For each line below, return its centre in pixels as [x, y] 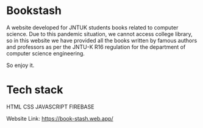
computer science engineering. [46, 53]
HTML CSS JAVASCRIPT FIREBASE [50, 107]
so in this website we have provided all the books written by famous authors [102, 40]
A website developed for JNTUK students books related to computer [92, 27]
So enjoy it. [20, 65]
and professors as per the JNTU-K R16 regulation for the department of [96, 47]
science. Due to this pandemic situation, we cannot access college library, [100, 34]
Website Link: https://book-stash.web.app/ [60, 118]
